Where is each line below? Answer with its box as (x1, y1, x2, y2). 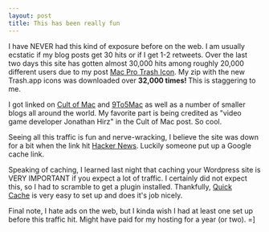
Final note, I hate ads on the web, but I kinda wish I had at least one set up (8, 206, 254, 215)
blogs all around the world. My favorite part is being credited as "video (8, 108, 243, 117)
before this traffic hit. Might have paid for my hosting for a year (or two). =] (8, 214, 255, 224)
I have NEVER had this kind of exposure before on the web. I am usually (8, 41, 245, 51)
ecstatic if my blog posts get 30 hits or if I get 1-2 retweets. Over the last (8, 50, 247, 59)
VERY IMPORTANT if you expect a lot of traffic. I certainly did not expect (8, 173, 247, 183)
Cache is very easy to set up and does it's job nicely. (8, 190, 183, 200)
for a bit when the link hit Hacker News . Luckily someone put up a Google (8, 140, 251, 150)
